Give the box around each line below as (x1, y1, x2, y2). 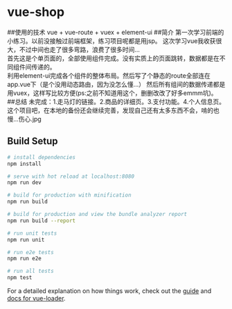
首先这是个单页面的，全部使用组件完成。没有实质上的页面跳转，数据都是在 (7, 53, 220, 62)
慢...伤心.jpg (7, 115, 42, 123)
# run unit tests (7, 230, 57, 237)
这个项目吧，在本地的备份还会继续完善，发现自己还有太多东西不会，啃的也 (7, 106, 220, 115)
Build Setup (7, 135, 58, 147)
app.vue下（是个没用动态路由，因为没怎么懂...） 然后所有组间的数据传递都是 (7, 80, 226, 88)
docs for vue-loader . (7, 294, 66, 302)
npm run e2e (7, 255, 42, 262)
